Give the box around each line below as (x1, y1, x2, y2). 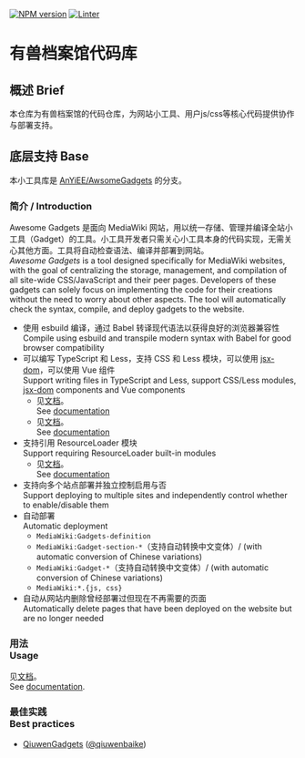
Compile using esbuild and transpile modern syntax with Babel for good (22, 333, 291, 343)
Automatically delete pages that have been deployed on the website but (22, 603, 293, 614)
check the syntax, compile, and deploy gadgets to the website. (9, 303, 245, 314)
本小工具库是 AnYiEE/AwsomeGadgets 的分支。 (9, 174, 187, 186)
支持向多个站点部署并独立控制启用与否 (22, 479, 167, 491)
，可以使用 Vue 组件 (39, 364, 116, 375)
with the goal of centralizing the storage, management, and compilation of (9, 265, 288, 276)
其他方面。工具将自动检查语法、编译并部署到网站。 (16, 245, 209, 256)
